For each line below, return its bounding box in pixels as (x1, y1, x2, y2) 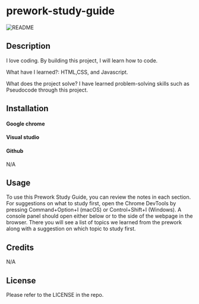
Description (6, 41, 50, 51)
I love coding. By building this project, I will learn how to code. (6, 57, 158, 64)
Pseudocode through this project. (6, 86, 88, 93)
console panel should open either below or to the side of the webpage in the (6, 212, 193, 220)
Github (6, 147, 24, 154)
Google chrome (6, 120, 45, 127)
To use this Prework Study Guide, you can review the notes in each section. (6, 193, 191, 200)
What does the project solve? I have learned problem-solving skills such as (6, 80, 190, 87)
